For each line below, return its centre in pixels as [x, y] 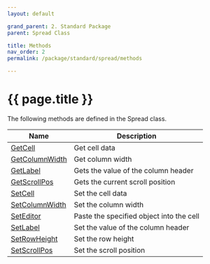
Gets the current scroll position [125, 181]
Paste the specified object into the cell [136, 216]
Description [136, 136]
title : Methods [29, 46]
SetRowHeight [34, 239]
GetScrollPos [32, 181]
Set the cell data [100, 193]
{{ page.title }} [50, 99]
